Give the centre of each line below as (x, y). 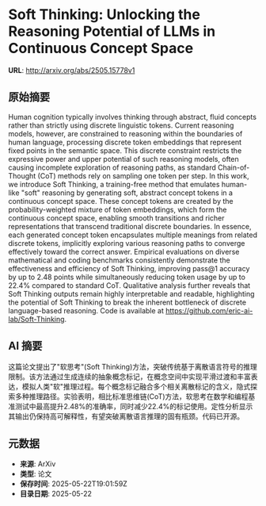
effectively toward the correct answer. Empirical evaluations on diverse (124, 251)
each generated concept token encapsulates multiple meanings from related (133, 235)
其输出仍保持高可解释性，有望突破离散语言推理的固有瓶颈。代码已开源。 (126, 416)
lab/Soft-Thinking (36, 319)
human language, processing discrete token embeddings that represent (125, 142)
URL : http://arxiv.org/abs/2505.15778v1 (72, 70)
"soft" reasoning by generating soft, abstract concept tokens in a (127, 193)
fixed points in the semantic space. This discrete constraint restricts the (125, 150)
